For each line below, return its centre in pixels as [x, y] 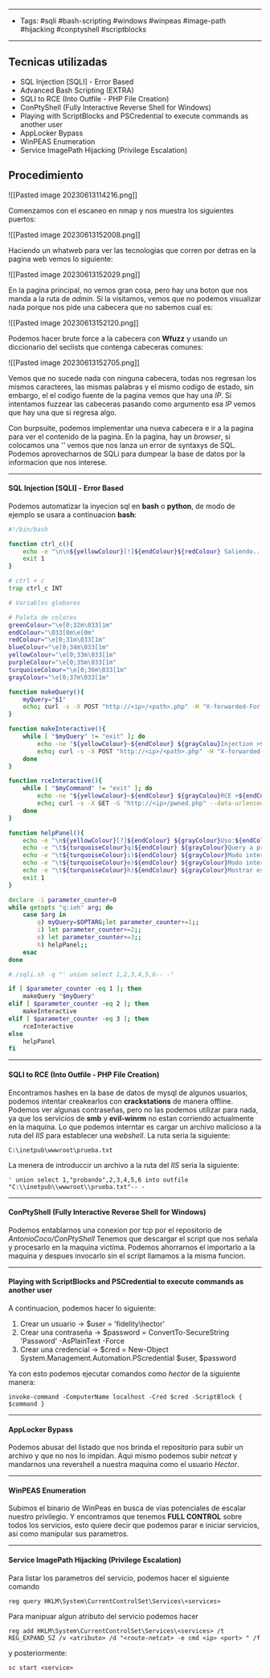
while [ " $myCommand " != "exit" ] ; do [88, 789]
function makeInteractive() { [57, 729]
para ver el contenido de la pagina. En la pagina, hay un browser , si [119, 437]
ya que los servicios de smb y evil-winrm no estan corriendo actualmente [131, 1118]
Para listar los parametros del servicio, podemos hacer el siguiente [119, 1578]
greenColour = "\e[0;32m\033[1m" [61, 625]
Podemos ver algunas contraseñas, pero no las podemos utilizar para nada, [133, 1109]
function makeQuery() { [46, 692]
